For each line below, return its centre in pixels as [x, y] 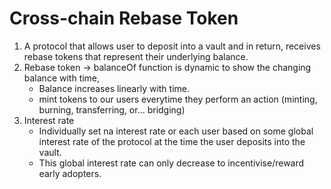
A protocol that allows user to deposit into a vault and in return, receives [172, 46]
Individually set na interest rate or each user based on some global [176, 131]
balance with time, [62, 78]
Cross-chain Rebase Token [124, 18]
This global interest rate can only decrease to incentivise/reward [171, 163]
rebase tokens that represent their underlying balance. [136, 56]
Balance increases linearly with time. [114, 88]
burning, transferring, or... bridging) [112, 109]
